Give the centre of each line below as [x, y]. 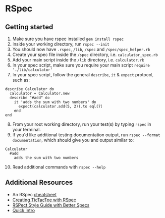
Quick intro [24, 210]
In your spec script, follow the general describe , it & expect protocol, [83, 75]
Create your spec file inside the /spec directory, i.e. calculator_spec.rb [85, 54]
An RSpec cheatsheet [34, 194]
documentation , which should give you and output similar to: [73, 140]
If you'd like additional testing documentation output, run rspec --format [86, 135]
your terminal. [27, 130]
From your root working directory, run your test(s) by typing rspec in [82, 124]
